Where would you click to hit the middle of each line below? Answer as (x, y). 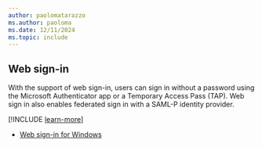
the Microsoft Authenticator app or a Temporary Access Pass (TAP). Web (126, 96)
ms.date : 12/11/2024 (42, 30)
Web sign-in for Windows (60, 134)
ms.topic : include (38, 37)
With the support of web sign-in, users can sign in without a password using (131, 88)
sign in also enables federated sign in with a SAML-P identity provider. (121, 104)
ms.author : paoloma (40, 23)
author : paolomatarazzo (47, 15)
